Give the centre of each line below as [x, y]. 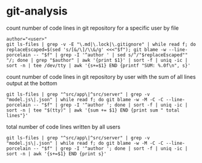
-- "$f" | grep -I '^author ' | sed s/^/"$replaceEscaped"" [110, 55]
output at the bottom [32, 83]
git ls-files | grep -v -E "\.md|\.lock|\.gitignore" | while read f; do [101, 44]
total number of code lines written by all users [64, 127]
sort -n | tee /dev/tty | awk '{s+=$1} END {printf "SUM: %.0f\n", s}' [98, 65]
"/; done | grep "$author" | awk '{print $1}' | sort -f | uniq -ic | [97, 60]
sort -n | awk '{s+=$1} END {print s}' [57, 154]
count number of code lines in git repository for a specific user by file [93, 28]
